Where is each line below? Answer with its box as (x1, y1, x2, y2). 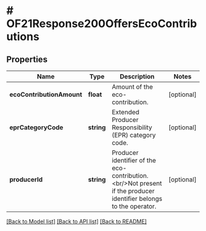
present (140, 179, 162, 187)
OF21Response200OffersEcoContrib (6, 17, 197, 31)
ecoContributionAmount (9, 90, 83, 99)
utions (6, 30, 40, 44)
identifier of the (112, 156, 156, 164)
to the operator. (112, 202, 157, 210)
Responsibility (112, 123, 153, 132)
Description (119, 72, 155, 80)
